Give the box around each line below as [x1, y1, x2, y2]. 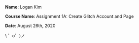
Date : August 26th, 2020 [5, 23, 56, 29]
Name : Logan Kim [5, 4, 42, 10]
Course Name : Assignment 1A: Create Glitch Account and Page [5, 14, 134, 19]
